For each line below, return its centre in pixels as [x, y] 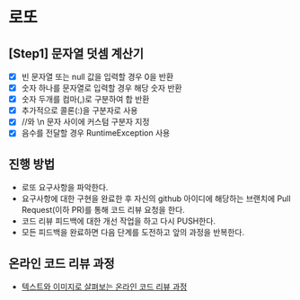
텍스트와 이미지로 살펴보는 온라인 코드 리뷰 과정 [104, 287]
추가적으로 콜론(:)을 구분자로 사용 [79, 110]
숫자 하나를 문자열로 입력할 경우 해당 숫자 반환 [101, 88]
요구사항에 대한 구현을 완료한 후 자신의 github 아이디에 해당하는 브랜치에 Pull [156, 199]
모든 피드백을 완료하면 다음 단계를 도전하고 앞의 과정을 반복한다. [132, 233]
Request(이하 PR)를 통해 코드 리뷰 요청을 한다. [103, 210]
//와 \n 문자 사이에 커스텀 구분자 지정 [85, 122]
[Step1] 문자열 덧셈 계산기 [76, 53]
